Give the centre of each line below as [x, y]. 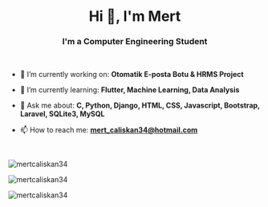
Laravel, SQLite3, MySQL [63, 114]
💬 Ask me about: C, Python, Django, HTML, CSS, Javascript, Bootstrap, [140, 106]
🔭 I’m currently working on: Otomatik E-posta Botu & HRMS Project [132, 75]
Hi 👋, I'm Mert [135, 16]
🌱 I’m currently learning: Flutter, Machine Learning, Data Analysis [130, 90]
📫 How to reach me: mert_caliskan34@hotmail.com [109, 130]
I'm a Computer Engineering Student [135, 42]
